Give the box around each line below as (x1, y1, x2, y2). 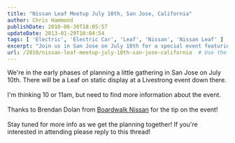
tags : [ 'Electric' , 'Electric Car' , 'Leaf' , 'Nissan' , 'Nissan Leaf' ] (7, 36, 224, 43)
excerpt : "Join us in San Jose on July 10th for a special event (7, 43, 201, 50)
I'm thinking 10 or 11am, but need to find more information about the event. (7, 90, 222, 98)
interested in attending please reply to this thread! (7, 127, 151, 136)
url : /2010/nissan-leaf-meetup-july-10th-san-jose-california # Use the (7, 50, 227, 57)
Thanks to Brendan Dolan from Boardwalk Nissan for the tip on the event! (7, 105, 218, 114)
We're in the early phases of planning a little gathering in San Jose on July (7, 68, 222, 77)
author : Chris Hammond (7, 17, 73, 24)
